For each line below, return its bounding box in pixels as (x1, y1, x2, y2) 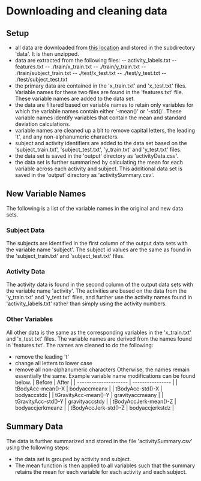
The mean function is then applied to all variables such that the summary (14, 462, 196, 469)
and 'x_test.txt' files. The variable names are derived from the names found (6, 335, 192, 342)
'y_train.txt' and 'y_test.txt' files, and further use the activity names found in (6, 294, 193, 301)
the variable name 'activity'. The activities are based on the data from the (6, 287, 187, 294)
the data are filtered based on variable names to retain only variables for (14, 101, 194, 109)
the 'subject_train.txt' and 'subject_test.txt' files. (6, 252, 125, 260)
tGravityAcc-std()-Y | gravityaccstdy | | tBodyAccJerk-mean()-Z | (14, 398, 176, 405)
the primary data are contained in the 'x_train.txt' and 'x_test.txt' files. (14, 82, 187, 89)
